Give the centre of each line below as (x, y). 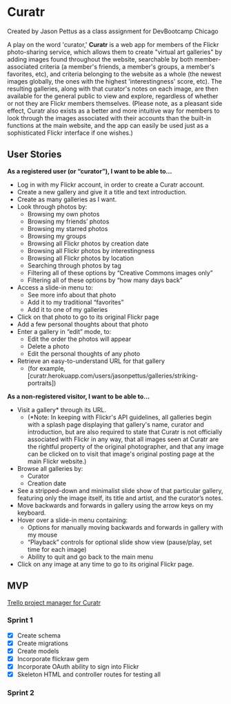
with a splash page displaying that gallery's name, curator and (116, 424)
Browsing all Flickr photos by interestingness (91, 250)
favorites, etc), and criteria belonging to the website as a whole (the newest (114, 74)
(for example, (46, 368)
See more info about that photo (72, 295)
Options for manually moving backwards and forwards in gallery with (125, 527)
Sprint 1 (20, 620)
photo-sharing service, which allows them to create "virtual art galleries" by (115, 52)
